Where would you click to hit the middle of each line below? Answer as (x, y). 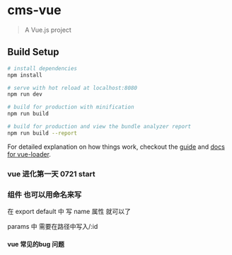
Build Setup (33, 52)
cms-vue (34, 10)
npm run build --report (42, 133)
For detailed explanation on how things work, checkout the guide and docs (116, 147)
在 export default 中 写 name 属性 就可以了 (69, 211)
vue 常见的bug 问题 (36, 244)
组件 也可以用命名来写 (45, 195)
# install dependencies (42, 68)
